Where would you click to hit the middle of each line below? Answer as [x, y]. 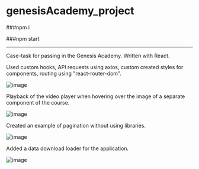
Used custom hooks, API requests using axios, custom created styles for [95, 67]
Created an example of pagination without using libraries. [76, 125]
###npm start [23, 38]
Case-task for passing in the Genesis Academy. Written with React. [88, 56]
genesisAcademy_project [70, 11]
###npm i [18, 27]
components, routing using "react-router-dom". [64, 73]
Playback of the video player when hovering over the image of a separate [96, 96]
